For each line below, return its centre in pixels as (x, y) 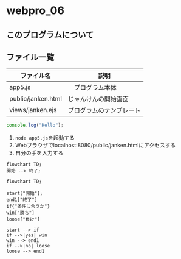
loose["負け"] (23, 219)
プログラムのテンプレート (104, 110)
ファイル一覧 (30, 57)
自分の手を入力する (39, 153)
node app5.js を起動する (45, 138)
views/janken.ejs (33, 110)
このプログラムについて (50, 34)
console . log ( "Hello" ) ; (35, 126)
